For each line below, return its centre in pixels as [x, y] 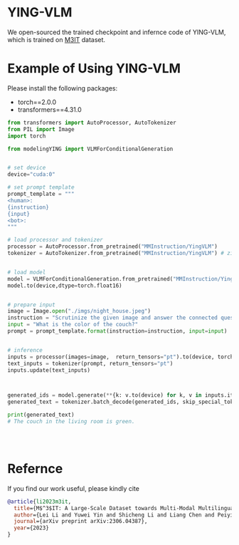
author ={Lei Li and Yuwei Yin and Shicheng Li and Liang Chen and [114, 515]
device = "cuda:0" [31, 175]
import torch [27, 136]
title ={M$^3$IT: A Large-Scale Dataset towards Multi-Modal [105, 508]
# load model [27, 272]
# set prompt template [41, 187]
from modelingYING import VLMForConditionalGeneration [90, 149]
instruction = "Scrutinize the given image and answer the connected [113, 318]
